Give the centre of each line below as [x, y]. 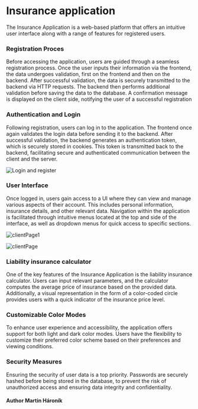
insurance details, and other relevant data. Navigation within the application [98, 211]
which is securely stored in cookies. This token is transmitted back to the [95, 146]
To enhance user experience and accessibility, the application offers [89, 328]
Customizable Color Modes [46, 315]
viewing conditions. [30, 346]
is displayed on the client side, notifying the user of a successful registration [99, 99]
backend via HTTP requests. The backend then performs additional [88, 87]
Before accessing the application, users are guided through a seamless [93, 62]
